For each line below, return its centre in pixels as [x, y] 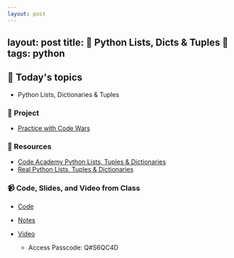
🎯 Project [23, 112]
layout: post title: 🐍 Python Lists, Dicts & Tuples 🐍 [118, 43]
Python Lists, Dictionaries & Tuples [68, 94]
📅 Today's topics [45, 77]
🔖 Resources [29, 147]
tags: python [36, 54]
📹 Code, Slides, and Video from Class [74, 188]
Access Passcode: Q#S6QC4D [73, 247]
